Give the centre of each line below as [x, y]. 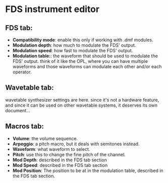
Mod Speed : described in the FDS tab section [60, 165]
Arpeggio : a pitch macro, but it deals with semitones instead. [76, 144]
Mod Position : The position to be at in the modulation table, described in [88, 170]
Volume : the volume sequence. [45, 138]
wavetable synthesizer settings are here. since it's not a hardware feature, [82, 100]
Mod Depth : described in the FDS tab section [60, 160]
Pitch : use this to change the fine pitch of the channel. [69, 154]
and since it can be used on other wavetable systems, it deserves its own [81, 105]
